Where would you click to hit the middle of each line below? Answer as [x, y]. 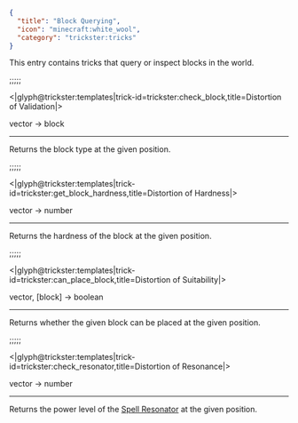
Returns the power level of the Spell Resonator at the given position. [133, 410]
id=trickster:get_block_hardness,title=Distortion [96, 193]
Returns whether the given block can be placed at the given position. [135, 323]
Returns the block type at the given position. [90, 149]
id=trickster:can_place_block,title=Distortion [90, 280]
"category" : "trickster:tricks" [77, 37]
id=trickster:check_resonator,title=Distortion [90, 367]
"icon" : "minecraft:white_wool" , [79, 29]
